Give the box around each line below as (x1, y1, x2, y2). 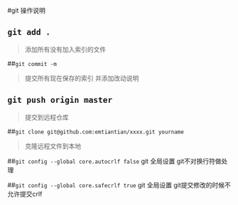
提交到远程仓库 (24, 113, 69, 121)
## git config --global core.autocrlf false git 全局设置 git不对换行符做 (7, 157, 222, 165)
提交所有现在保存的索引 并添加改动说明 (24, 74, 139, 82)
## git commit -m (7, 59, 57, 67)
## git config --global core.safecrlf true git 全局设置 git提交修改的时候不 (7, 180, 231, 189)
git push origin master (7, 95, 113, 105)
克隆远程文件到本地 (24, 141, 82, 150)
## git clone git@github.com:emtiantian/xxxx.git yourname (7, 127, 185, 135)
